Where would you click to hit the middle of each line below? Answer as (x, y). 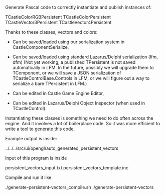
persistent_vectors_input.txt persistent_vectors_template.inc (67, 168)
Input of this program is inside (36, 158)
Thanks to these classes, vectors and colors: (51, 32)
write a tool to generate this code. (40, 129)
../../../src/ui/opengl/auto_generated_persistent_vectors (62, 148)
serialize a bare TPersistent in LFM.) (50, 83)
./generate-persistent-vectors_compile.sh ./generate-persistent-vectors (79, 187)
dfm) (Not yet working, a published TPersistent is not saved (74, 62)
